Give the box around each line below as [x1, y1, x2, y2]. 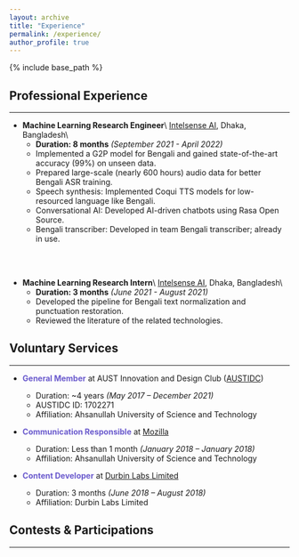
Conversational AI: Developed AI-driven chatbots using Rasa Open [35, 206, 279, 216]
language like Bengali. [75, 196, 156, 206]
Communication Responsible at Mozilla [21, 426, 169, 437]
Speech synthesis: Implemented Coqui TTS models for [35, 186, 236, 197]
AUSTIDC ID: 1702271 [35, 400, 115, 410]
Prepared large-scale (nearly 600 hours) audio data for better [35, 167, 262, 178]
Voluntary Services [9, 341, 118, 356]
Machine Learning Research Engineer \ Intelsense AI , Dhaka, [21, 120, 246, 131]
